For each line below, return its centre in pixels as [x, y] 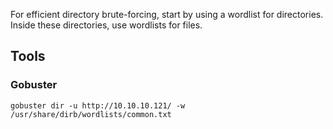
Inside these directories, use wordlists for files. [106, 25]
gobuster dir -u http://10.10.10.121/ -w [98, 105]
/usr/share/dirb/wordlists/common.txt [91, 114]
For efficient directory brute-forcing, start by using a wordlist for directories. [167, 14]
